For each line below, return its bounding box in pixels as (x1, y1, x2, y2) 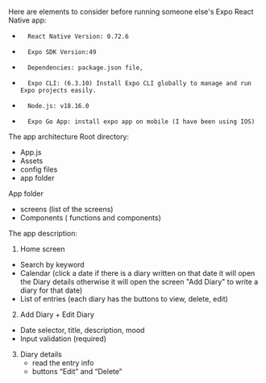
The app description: (8, 229, 78, 238)
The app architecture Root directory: (8, 132, 130, 141)
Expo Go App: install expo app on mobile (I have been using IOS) (27, 118, 256, 126)
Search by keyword (19, 260, 85, 269)
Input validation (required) (19, 334, 107, 343)
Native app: (8, 15, 47, 25)
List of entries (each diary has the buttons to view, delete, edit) (19, 294, 228, 303)
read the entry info (31, 358, 94, 368)
